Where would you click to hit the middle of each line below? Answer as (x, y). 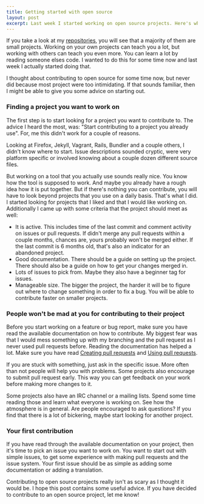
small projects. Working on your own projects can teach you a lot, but (93, 47)
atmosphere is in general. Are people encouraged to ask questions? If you (99, 408)
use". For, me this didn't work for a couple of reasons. (73, 133)
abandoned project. (40, 253)
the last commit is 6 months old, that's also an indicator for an (92, 246)
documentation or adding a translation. (55, 470)
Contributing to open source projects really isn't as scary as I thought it (95, 482)
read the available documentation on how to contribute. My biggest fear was (102, 333)
